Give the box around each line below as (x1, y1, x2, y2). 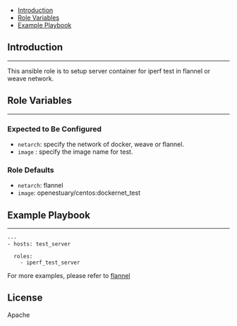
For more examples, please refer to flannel (7, 272, 130, 280)
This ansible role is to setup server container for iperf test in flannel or (7, 66, 210, 75)
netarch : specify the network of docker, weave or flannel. (17, 140, 185, 148)
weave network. (7, 74, 54, 83)
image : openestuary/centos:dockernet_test (17, 188, 141, 197)
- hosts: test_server (7, 241, 71, 248)
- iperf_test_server (20, 259, 80, 267)
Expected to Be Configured (7, 123, 102, 133)
